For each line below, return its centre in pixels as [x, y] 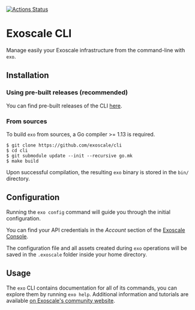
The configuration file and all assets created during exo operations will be [97, 248]
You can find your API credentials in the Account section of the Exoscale [96, 230]
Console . [17, 236]
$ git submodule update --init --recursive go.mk [70, 156]
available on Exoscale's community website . [61, 300]
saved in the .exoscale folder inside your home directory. [77, 254]
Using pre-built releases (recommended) [67, 93]
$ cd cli [17, 150]
